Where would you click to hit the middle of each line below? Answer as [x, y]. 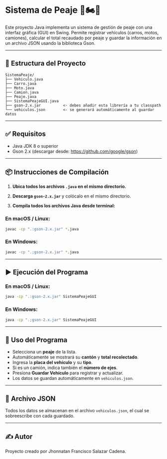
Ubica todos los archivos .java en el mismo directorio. [69, 186]
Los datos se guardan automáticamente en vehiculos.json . [73, 378]
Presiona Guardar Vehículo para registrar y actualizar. [68, 373]
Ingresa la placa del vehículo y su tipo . [52, 363]
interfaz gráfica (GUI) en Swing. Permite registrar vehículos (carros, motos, [82, 32]
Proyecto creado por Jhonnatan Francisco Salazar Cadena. [66, 451]
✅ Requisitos [26, 134]
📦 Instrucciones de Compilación [57, 172]
